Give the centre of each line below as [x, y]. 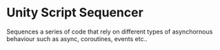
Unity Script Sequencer [75, 13]
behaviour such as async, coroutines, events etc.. [77, 38]
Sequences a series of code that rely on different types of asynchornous [110, 32]
